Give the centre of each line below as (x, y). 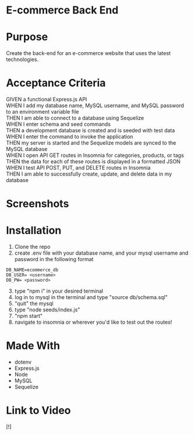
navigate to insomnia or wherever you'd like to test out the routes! (93, 322)
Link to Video (38, 411)
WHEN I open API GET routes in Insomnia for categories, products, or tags (95, 155)
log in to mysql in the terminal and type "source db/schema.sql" (91, 297)
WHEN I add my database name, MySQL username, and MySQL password (95, 105)
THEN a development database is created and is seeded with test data (91, 131)
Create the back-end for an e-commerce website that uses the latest (88, 53)
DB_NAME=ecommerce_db (32, 270)
